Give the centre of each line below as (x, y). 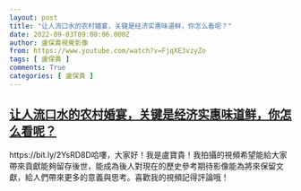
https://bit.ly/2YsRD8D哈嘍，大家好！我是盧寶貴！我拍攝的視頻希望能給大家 (149, 154)
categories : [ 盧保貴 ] (52, 76)
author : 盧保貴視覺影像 (49, 43)
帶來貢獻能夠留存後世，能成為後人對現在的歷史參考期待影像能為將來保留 (142, 166)
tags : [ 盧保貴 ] (39, 59)
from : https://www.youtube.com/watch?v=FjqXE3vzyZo (107, 51)
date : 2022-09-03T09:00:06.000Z (69, 34)
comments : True (38, 68)
